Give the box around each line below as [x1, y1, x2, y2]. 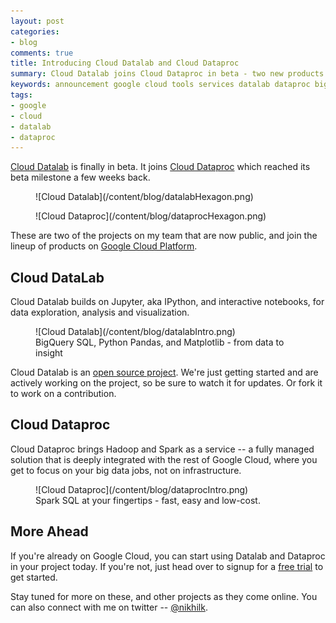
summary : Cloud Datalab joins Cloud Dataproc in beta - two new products [10, 69, 325, 79]
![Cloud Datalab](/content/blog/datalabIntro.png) [35, 326, 236, 338]
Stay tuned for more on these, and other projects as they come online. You [10, 590, 318, 602]
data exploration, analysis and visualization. [10, 306, 190, 319]
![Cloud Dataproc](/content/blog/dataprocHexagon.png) [35, 210, 267, 222]
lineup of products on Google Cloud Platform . [10, 240, 198, 252]
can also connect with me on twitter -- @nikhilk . [10, 601, 208, 613]
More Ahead [10, 523, 89, 540]
